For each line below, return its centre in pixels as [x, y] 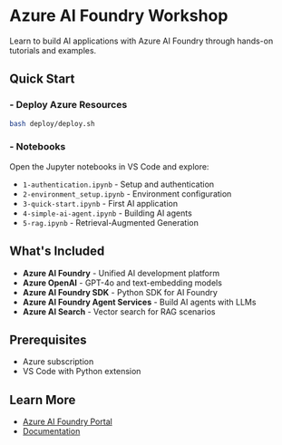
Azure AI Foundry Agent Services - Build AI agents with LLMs [139, 302]
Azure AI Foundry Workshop [119, 16]
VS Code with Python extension [82, 372]
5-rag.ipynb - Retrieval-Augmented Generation [111, 222]
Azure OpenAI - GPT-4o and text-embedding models [122, 283]
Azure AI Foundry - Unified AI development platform [121, 273]
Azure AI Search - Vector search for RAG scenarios [119, 311]
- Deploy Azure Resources [68, 105]
